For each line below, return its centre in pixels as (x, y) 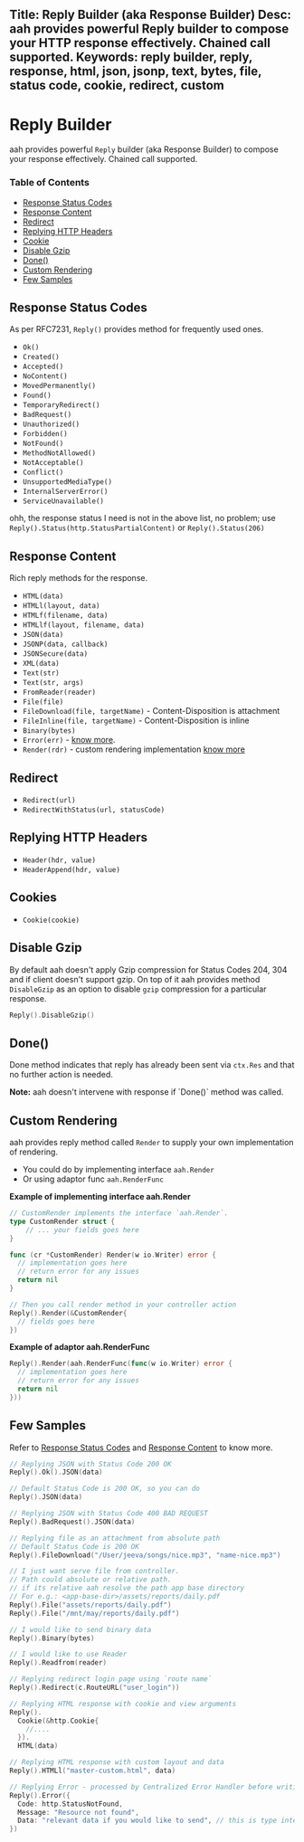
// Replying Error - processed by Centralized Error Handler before (141, 1787)
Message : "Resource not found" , (79, 1812)
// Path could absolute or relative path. (90, 1580)
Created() (41, 357)
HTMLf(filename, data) (65, 616)
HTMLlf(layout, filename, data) (83, 625)
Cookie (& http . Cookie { (58, 1721)
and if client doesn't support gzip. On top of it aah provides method (135, 979)
